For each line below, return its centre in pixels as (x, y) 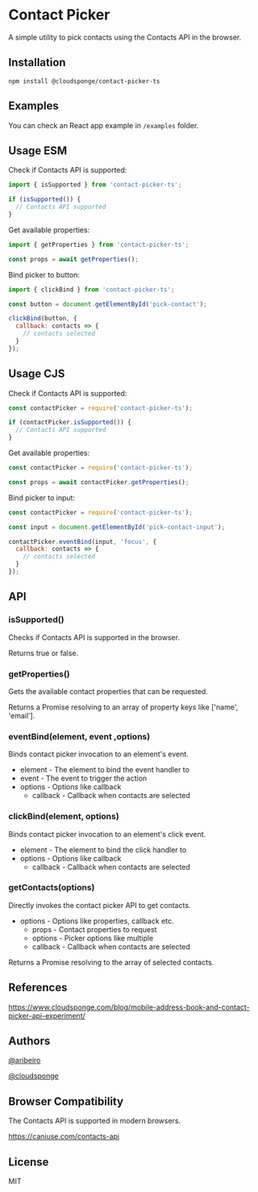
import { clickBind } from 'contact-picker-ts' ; (92, 289)
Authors (29, 1041)
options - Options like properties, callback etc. (97, 921)
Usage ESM (38, 151)
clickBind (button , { (43, 319)
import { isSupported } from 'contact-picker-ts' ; (95, 185)
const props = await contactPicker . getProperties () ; (99, 482)
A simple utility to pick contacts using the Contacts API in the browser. (125, 37)
